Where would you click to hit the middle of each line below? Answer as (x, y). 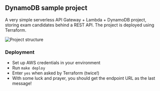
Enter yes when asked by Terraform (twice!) (56, 73)
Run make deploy (29, 68)
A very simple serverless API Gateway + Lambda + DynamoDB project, (76, 19)
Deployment (20, 52)
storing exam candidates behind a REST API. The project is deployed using (80, 25)
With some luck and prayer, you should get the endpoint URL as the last (83, 78)
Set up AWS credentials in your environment (56, 63)
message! (22, 83)
